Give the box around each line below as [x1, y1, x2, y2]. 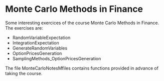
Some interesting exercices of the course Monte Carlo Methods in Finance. [5, 20, 160, 26]
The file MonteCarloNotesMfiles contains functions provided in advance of [5, 65, 159, 71]
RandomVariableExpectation [12, 35, 71, 40]
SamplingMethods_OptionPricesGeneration [12, 55, 101, 61]
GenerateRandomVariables [12, 45, 68, 51]
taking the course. [5, 70, 42, 76]
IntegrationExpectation [12, 40, 59, 45]
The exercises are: [5, 25, 43, 31]
